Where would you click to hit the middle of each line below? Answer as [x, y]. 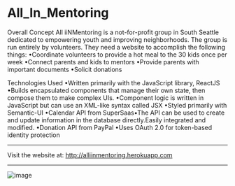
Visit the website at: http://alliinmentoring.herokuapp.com [90, 155]
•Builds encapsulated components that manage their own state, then [106, 90]
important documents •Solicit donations [65, 69]
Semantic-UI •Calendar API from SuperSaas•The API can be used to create [116, 113]
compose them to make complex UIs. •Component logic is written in [106, 98]
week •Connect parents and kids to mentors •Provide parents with [103, 62]
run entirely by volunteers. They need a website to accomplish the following [116, 47]
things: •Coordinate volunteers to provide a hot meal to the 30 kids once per [117, 55]
